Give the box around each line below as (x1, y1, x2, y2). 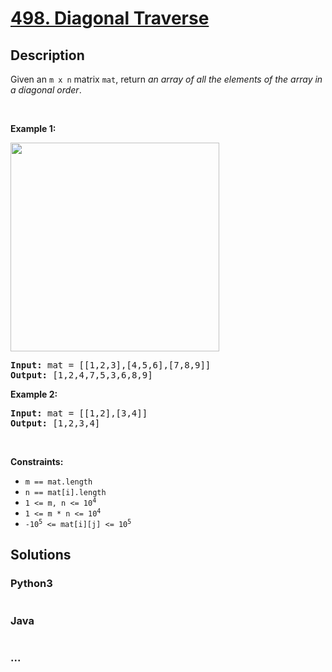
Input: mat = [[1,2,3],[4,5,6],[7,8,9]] (10, 360, 212, 371)
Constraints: (10, 456, 64, 467)
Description (10, 47, 85, 64)
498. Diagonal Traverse (10, 7, 210, 30)
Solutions (10, 547, 72, 564)
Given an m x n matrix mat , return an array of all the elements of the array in (10, 73, 323, 85)
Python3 (10, 577, 53, 591)
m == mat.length (24, 477, 93, 487)
